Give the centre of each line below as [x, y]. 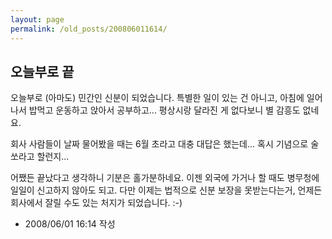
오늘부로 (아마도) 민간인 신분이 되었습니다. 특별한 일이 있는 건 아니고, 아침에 [157, 98]
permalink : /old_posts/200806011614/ [89, 29]
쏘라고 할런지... [40, 157]
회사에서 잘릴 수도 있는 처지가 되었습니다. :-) [96, 203]
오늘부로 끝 [42, 71]
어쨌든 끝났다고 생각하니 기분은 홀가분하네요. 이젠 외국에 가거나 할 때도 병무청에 [165, 178]
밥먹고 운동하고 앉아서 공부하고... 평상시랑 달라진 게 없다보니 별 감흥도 [164, 110]
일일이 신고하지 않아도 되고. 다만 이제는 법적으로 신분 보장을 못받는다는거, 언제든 [166, 190]
